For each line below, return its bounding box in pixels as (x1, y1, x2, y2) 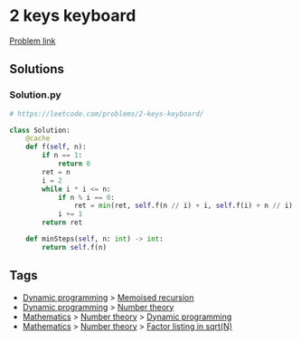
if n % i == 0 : (57, 193, 116, 202)
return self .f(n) (42, 242, 107, 251)
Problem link (9, 35, 56, 46)
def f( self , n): (25, 142, 88, 152)
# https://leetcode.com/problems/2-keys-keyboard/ (9, 109, 204, 118)
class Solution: (9, 126, 71, 135)
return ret (42, 218, 83, 227)
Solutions (9, 62, 65, 77)
